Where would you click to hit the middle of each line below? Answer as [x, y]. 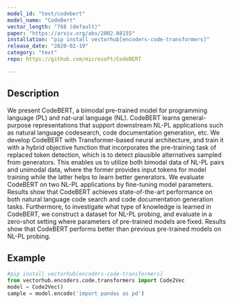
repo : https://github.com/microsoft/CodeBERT [74, 59]
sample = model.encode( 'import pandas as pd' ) [76, 294]
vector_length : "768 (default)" [54, 26]
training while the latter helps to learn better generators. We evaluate [106, 177]
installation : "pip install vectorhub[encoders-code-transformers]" [109, 40]
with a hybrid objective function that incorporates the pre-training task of [112, 147]
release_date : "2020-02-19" [48, 46]
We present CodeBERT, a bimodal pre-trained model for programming [107, 110]
